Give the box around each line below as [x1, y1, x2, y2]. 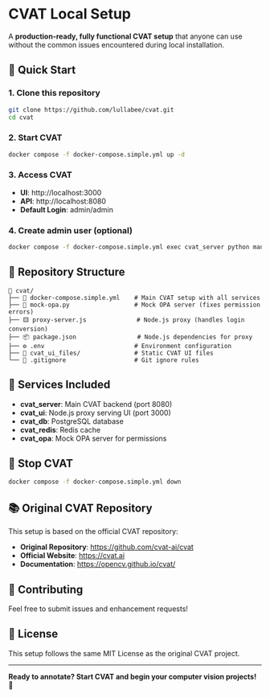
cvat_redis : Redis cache [19, 425, 101, 434]
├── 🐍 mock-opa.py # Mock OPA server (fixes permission [8, 301, 261, 309]
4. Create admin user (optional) [8, 224, 133, 236]
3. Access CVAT [8, 170, 72, 181]
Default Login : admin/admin [19, 204, 114, 214]
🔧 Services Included [8, 378, 111, 392]
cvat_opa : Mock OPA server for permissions [19, 433, 167, 443]
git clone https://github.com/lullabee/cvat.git [8, 105, 174, 113]
